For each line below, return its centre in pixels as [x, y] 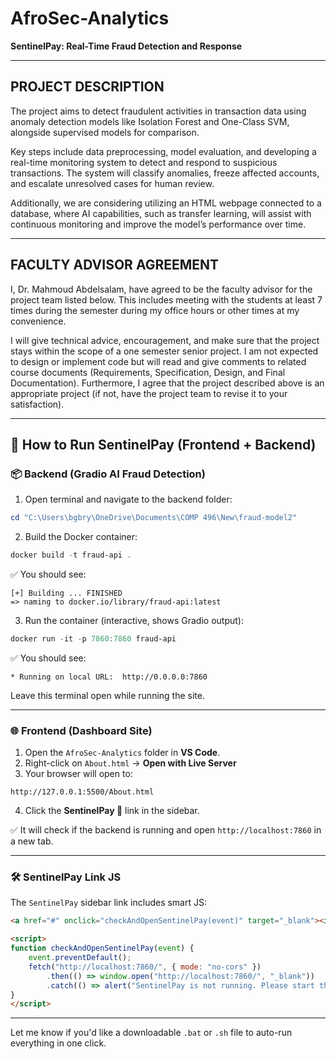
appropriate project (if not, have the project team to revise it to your [149, 393]
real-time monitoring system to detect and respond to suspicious [144, 162]
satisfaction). [37, 404]
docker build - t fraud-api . [71, 555]
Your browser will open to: [78, 774]
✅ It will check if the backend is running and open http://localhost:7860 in [166, 830]
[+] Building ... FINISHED [66, 593]
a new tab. [32, 841]
